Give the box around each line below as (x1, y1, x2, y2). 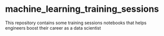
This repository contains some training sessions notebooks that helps (5, 20, 147, 26)
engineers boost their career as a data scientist (5, 25, 101, 31)
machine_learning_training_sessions (5, 3, 159, 15)
